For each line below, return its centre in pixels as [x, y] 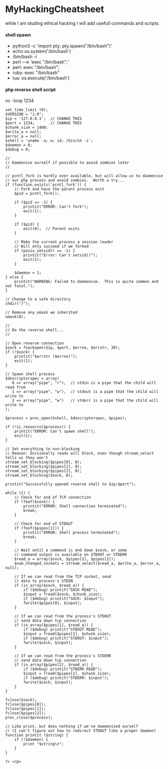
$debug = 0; [18, 149]
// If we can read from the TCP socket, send [63, 577]
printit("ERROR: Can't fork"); [56, 207]
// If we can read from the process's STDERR [63, 656]
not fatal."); [20, 286]
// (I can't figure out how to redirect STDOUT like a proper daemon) [81, 731]
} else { [14, 277]
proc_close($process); [29, 718]
